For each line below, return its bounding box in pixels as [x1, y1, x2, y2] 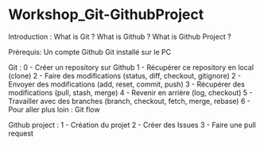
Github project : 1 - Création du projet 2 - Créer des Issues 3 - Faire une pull [8, 120, 256, 129]
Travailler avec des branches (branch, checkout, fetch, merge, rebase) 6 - [8, 96, 250, 106]
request [8, 129, 34, 138]
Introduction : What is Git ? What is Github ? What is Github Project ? [8, 32, 232, 41]
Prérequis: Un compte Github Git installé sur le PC [8, 47, 172, 56]
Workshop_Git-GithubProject [8, 6, 204, 24]
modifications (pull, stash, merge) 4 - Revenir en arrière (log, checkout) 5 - [8, 87, 253, 97]
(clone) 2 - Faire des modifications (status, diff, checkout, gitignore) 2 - [8, 71, 241, 80]
